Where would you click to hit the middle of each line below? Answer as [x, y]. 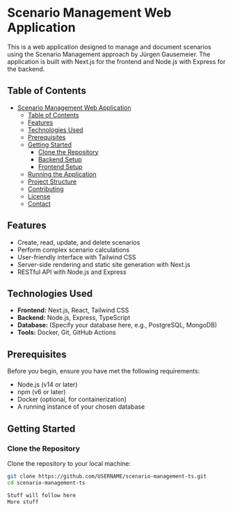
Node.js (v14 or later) [47, 384]
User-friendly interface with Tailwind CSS [77, 257]
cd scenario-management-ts [46, 482]
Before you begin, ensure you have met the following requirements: [104, 371]
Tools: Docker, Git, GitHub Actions [66, 332]
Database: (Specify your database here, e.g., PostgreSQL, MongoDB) [117, 325]
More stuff [23, 502]
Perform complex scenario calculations [73, 250]
